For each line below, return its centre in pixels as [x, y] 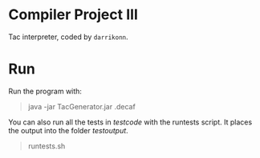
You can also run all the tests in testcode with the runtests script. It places [130, 122]
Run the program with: [45, 91]
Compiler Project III [73, 15]
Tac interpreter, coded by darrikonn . [68, 37]
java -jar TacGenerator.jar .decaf [82, 106]
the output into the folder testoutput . [68, 130]
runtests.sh [47, 146]
